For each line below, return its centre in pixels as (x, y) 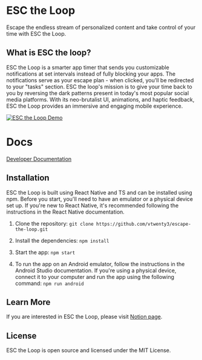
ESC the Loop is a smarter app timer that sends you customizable (88, 67)
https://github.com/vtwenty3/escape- (144, 224)
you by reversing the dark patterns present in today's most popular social (98, 93)
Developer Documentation (39, 159)
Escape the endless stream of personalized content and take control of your (101, 27)
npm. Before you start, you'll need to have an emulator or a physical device (100, 199)
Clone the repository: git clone (54, 223)
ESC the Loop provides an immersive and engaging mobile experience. (95, 106)
